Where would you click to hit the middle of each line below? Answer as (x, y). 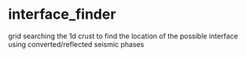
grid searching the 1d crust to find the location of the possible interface (123, 36)
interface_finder (62, 14)
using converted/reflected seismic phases (76, 44)
